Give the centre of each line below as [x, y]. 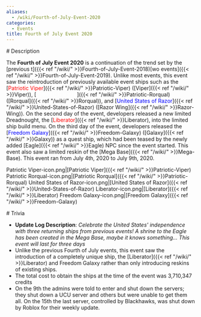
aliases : [17, 12]
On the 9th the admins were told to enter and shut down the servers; [100, 289]
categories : [21, 23]
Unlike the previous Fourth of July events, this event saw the [90, 250]
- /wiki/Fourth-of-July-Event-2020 [56, 17]
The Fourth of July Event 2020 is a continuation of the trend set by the [94, 63]
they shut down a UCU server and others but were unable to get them [101, 295]
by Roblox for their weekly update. [57, 308]
